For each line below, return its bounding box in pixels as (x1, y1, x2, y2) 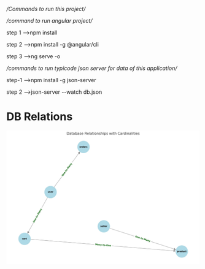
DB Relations (6, 110, 73, 124)
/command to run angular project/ (6, 17, 93, 24)
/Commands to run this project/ (6, 6, 86, 12)
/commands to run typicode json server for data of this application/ (6, 64, 177, 72)
